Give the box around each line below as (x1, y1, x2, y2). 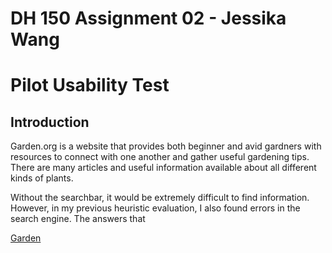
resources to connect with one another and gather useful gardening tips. (10, 151, 310, 163)
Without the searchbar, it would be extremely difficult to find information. (10, 192, 310, 204)
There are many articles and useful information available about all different (10, 162, 317, 174)
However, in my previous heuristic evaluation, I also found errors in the (10, 202, 301, 214)
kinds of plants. (10, 172, 74, 184)
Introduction (10, 113, 90, 131)
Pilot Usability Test (10, 74, 170, 97)
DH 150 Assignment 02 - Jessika (10, 7, 287, 30)
